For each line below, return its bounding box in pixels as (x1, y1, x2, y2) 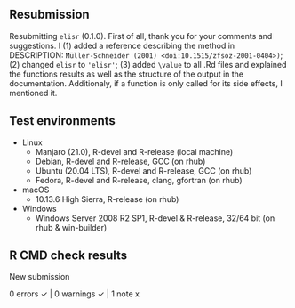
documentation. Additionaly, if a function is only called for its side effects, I (9, 77, 283, 88)
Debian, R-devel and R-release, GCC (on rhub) (35, 156, 206, 166)
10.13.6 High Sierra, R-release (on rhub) (35, 193, 179, 204)
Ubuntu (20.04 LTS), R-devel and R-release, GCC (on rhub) (35, 165, 252, 176)
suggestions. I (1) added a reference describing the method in (9, 40, 235, 51)
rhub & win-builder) (35, 222, 108, 232)
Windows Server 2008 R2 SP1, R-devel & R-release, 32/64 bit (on (35, 213, 275, 223)
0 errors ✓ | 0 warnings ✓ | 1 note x (9, 288, 140, 299)
